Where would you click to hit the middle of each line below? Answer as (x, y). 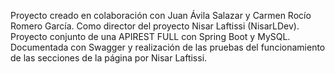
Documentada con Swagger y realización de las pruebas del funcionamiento (168, 47)
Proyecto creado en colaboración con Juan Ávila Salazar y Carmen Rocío (161, 15)
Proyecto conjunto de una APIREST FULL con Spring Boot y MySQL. (150, 36)
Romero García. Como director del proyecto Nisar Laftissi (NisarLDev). (155, 26)
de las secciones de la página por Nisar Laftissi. (109, 58)
